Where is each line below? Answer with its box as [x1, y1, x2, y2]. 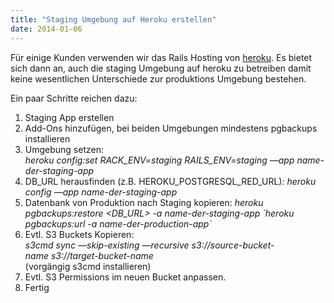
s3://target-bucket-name [50, 249, 154, 261]
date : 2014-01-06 [10, 24, 83, 34]
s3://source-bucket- [191, 239, 275, 251]
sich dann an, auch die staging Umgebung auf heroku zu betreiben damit [10, 62, 312, 74]
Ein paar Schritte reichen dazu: [10, 92, 138, 104]
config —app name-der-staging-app [24, 186, 178, 198]
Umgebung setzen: [24, 143, 104, 155]
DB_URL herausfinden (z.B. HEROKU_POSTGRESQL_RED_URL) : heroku [24, 175, 317, 187]
